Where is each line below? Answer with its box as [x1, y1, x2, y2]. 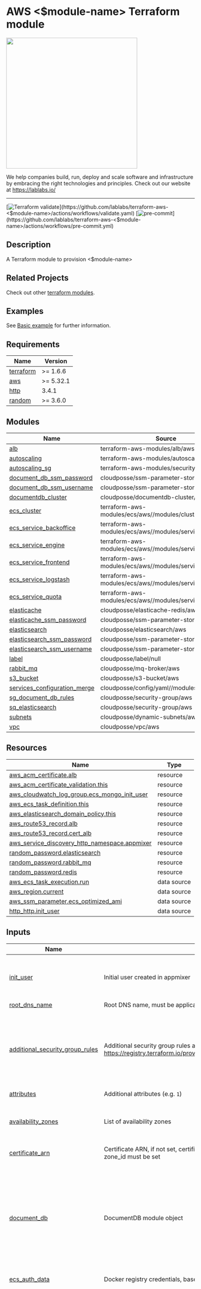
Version [44, 357, 68, 365]
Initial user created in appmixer [103, 973, 191, 981]
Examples [6, 306, 44, 316]
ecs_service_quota [9, 593, 62, 601]
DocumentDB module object [103, 1214, 184, 1222]
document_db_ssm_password [9, 474, 93, 482]
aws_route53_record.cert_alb [9, 829, 92, 837]
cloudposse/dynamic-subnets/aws [100, 713, 199, 721]
